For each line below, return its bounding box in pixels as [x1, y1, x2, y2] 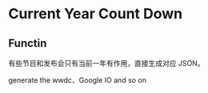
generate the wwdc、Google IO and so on [8, 76, 146, 84]
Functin [8, 37, 47, 50]
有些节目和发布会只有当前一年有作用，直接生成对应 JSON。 [8, 59, 206, 68]
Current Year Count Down [8, 5, 182, 23]
